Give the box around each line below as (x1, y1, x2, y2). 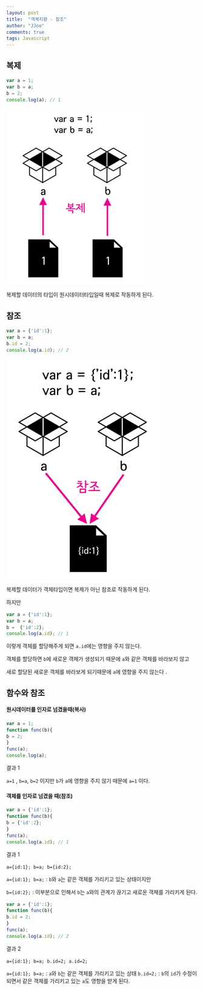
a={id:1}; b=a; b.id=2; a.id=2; (6, 958, 88, 964)
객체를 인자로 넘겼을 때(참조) (6, 792, 73, 799)
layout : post (6, 10, 39, 16)
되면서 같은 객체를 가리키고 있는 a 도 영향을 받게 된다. (6, 977, 130, 985)
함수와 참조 (6, 687, 45, 698)
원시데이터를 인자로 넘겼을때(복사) (6, 706, 87, 713)
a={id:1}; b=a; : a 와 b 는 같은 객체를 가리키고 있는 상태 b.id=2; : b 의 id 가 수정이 (6, 969, 198, 977)
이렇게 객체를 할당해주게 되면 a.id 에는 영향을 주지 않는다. (6, 642, 142, 650)
